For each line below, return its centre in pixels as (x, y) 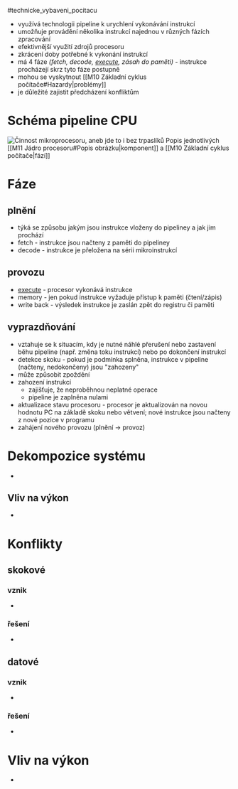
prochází (31, 235)
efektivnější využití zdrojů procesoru (71, 47)
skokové (27, 570)
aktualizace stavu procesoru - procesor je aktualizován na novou (113, 404)
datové (23, 661)
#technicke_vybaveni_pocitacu (52, 10)
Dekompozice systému (76, 456)
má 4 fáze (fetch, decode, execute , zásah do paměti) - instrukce (112, 62)
